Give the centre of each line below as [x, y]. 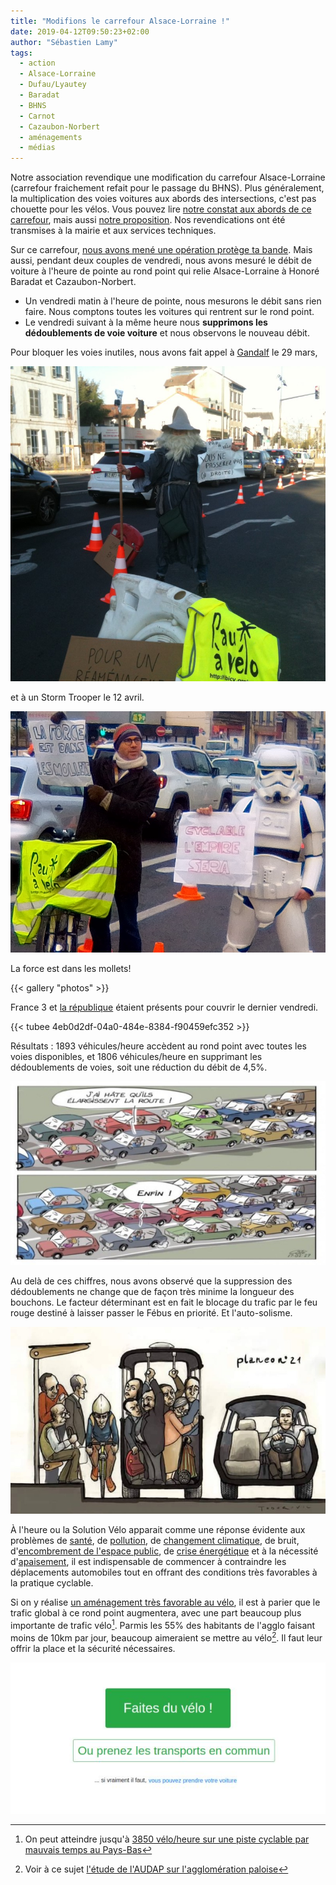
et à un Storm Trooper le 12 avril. [77, 697]
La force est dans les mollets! [71, 969]
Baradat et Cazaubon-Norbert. [73, 282]
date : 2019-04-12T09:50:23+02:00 [80, 31]
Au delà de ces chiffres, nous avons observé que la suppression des [151, 1281]
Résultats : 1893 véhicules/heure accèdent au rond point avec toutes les [158, 1046]
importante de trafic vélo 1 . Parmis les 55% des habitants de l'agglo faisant [163, 1625]
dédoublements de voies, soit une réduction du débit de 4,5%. [139, 1067]
